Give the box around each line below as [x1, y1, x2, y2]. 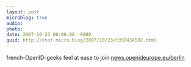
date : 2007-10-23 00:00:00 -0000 [6, 32, 92, 38]
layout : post [6, 9, 40, 15]
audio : [6, 20, 23, 26]
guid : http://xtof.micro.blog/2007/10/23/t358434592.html [6, 37, 157, 43]
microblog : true [6, 15, 48, 21]
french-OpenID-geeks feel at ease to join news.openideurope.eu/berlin [6, 54, 185, 61]
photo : [6, 26, 23, 32]
